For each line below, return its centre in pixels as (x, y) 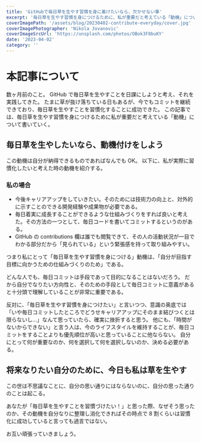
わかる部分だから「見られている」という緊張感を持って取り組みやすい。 (104, 244)
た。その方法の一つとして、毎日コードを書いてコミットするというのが (101, 221)
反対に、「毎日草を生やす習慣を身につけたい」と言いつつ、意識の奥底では (97, 304)
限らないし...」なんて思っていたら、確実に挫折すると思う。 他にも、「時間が (99, 319)
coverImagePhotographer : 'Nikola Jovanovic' (63, 28)
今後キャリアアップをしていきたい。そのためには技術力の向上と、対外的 (104, 199)
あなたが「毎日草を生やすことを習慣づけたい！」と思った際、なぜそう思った (100, 406)
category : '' (22, 45)
